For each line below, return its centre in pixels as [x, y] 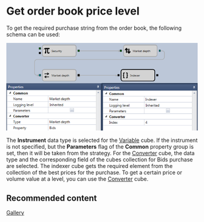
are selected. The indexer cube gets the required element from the [90, 166]
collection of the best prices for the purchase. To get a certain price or [94, 173]
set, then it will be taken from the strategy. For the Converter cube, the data [100, 153]
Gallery [15, 213]
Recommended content [52, 198]
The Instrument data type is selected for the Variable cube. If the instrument [102, 140]
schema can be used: [33, 34]
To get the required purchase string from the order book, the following [94, 28]
